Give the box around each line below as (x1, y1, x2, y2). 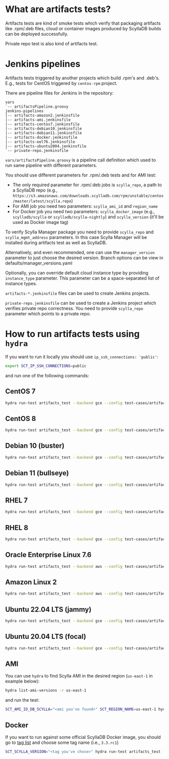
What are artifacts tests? (5, 4, 111, 15)
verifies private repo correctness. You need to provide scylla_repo (5, 305, 143, 311)
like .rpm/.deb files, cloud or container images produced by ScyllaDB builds (5, 25, 161, 31)
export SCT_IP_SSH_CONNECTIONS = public (5, 363, 87, 368)
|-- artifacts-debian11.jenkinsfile (5, 130, 82, 135)
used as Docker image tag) (12, 219, 69, 225)
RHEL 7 (5, 496, 28, 504)
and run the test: (5, 697, 39, 703)
